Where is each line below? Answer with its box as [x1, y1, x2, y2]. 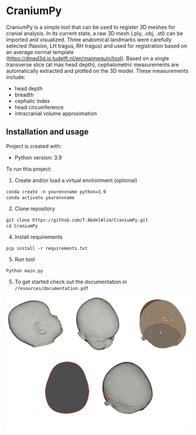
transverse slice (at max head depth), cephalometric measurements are [6, 61, 179, 68]
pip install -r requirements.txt [6, 245, 88, 251]
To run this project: [6, 165, 52, 172]
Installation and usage [6, 127, 89, 137]
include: [6, 73, 26, 81]
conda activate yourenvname [6, 195, 75, 200]
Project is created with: [6, 142, 62, 149]
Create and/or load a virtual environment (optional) [14, 176, 138, 183]
